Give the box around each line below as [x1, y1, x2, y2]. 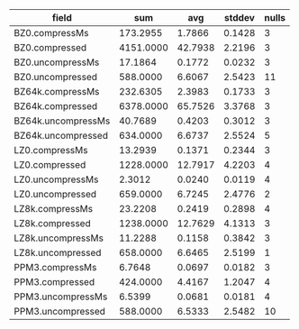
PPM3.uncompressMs [14, 290, 108, 303]
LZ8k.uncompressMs [14, 232, 104, 244]
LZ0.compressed [14, 159, 86, 170]
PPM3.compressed [14, 276, 95, 288]
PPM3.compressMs [14, 261, 97, 273]
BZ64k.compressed [14, 100, 98, 112]
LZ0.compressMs [14, 144, 88, 156]
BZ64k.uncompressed [14, 130, 108, 142]
